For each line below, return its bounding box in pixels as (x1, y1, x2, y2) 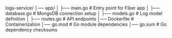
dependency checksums (5, 27, 58, 33)
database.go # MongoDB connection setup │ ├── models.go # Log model (5, 10, 163, 16)
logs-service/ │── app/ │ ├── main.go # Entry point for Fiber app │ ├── (5, 5, 160, 11)
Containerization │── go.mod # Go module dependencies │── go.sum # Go (5, 21, 167, 27)
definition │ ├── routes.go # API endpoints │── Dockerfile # (5, 16, 135, 22)
